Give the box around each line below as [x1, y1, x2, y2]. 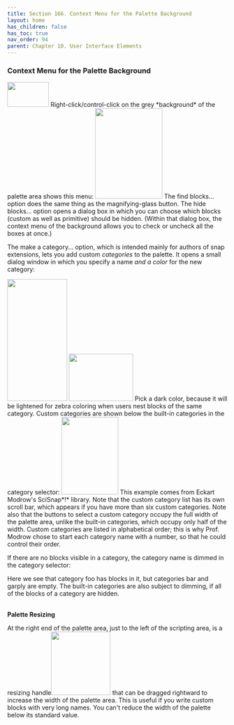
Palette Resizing [7, 610, 56, 619]
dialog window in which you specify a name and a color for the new [7, 258, 203, 266]
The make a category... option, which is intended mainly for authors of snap [7, 243, 225, 252]
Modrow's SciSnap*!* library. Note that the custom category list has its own [7, 496, 225, 504]
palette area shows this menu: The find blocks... [7, 192, 214, 201]
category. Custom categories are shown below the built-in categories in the [7, 410, 225, 418]
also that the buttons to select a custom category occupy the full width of [7, 510, 219, 519]
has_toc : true [7, 29, 49, 37]
